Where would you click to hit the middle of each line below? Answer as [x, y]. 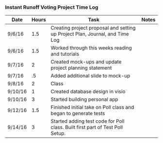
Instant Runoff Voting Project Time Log [52, 7]
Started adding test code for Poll [88, 121]
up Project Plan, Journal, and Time [90, 34]
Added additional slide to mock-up [90, 76]
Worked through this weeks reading [91, 48]
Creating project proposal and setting [93, 28]
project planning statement [81, 68]
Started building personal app [84, 99]
